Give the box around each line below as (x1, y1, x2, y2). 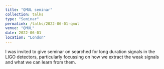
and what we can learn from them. (5, 59, 76, 65)
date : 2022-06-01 (5, 30, 42, 35)
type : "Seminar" (5, 16, 39, 21)
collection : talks (5, 12, 44, 17)
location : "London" (5, 35, 46, 40)
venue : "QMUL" (5, 26, 35, 31)
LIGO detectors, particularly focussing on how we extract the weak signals (5, 54, 159, 60)
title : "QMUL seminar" (5, 7, 53, 12)
